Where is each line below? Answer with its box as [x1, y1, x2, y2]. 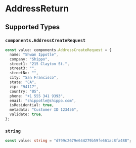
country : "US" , [9, 89, 41, 94]
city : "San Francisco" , [9, 75, 58, 80]
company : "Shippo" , [9, 56, 50, 62]
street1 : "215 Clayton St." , [9, 61, 70, 66]
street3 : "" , [9, 66, 37, 71]
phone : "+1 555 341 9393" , [9, 94, 65, 99]
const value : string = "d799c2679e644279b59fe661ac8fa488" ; [5, 138, 132, 144]
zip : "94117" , [9, 84, 39, 89]
